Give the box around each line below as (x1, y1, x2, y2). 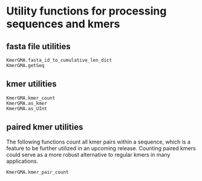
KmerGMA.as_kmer (6, 100, 47, 107)
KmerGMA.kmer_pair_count (6, 169, 69, 175)
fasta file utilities (6, 41, 71, 51)
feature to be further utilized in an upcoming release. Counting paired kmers (6, 144, 196, 152)
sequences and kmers (6, 17, 120, 31)
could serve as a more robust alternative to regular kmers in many (6, 151, 171, 158)
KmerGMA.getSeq (6, 62, 45, 68)
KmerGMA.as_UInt (6, 105, 47, 111)
